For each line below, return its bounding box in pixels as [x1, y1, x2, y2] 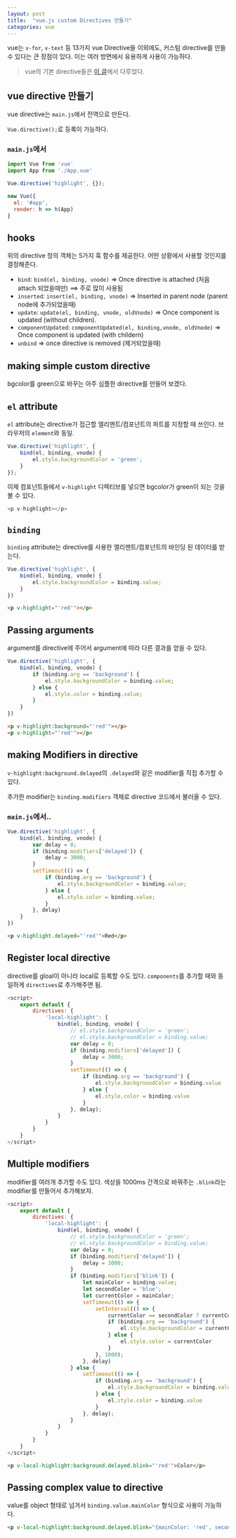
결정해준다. [7, 260, 38, 268]
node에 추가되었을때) [17, 300, 77, 309]
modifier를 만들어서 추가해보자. [7, 1186, 93, 1195]
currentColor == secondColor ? [107, 1312, 199, 1319]
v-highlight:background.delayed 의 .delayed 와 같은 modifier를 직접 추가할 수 [7, 769, 223, 777]
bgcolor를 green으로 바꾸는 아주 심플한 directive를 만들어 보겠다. [7, 380, 188, 388]
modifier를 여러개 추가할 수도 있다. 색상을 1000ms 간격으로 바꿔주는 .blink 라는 [7, 1177, 227, 1186]
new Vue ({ [7, 193, 37, 200]
